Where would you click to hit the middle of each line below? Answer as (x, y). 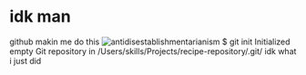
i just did (25, 61)
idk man (40, 17)
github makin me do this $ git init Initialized (150, 42)
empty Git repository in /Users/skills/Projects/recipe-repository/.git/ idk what (153, 51)
